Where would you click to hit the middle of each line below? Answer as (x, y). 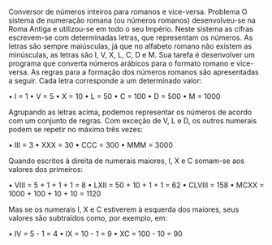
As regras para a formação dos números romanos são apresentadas (145, 72)
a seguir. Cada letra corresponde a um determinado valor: (105, 81)
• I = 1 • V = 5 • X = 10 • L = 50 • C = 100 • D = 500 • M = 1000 (114, 96)
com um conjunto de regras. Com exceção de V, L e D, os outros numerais (133, 120)
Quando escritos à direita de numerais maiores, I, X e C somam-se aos (127, 161)
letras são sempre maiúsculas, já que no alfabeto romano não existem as (130, 46)
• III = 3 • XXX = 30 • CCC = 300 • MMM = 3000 (91, 145)
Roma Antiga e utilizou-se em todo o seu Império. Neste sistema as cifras (131, 29)
